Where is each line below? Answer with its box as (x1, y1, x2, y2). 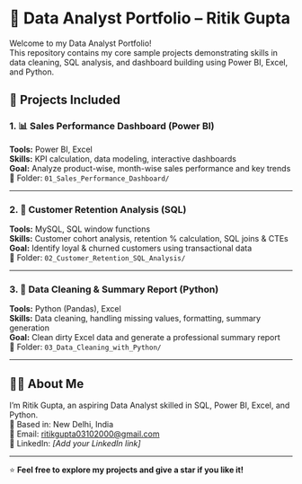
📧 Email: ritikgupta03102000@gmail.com (9, 428, 160, 439)
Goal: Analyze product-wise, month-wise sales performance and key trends (9, 163, 291, 173)
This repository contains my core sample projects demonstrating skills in (9, 47, 279, 57)
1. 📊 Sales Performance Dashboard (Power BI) (9, 120, 215, 133)
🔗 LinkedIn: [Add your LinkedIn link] (9, 438, 141, 449)
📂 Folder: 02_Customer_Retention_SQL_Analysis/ (9, 251, 186, 263)
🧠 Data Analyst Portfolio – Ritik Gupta (9, 8, 290, 29)
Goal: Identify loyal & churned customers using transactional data (9, 242, 253, 253)
